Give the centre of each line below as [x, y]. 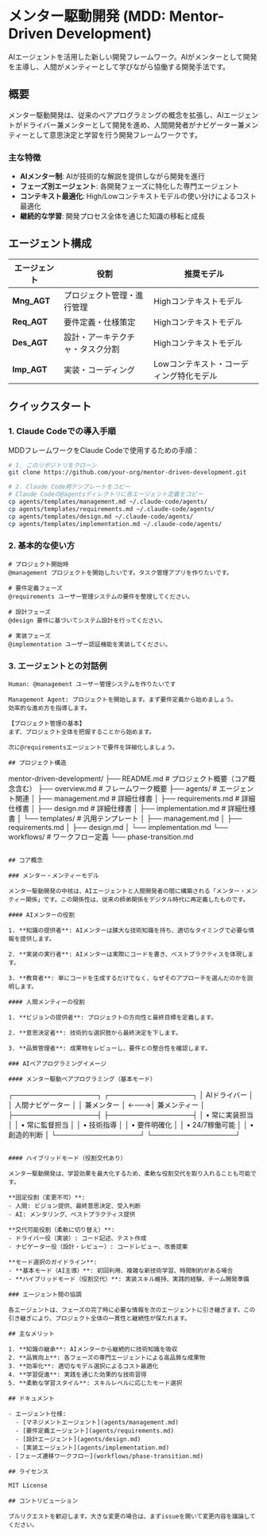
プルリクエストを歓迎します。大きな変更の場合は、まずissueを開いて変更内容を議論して [132, 1517]
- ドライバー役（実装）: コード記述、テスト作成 [77, 1238]
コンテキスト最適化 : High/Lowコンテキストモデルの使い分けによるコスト [138, 197]
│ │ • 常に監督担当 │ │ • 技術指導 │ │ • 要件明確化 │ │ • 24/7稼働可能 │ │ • [131, 1125]
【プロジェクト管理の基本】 [47, 724]
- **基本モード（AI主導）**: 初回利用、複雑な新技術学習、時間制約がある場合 [121, 1271]
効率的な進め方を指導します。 [50, 708]
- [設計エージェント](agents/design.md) [78, 1440]
